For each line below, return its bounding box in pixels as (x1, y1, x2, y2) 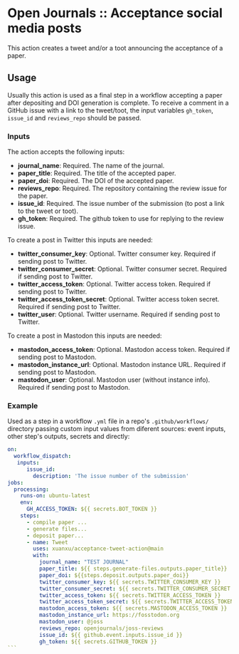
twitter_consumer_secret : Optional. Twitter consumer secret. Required (17, 265, 228, 274)
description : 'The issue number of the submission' (33, 472, 190, 479)
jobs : (7, 479, 23, 486)
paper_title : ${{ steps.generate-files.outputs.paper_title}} (38, 565, 228, 573)
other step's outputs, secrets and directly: (7, 432, 130, 441)
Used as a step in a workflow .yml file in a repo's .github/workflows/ (7, 417, 209, 425)
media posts (7, 20, 82, 36)
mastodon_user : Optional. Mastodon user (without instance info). (17, 375, 211, 384)
